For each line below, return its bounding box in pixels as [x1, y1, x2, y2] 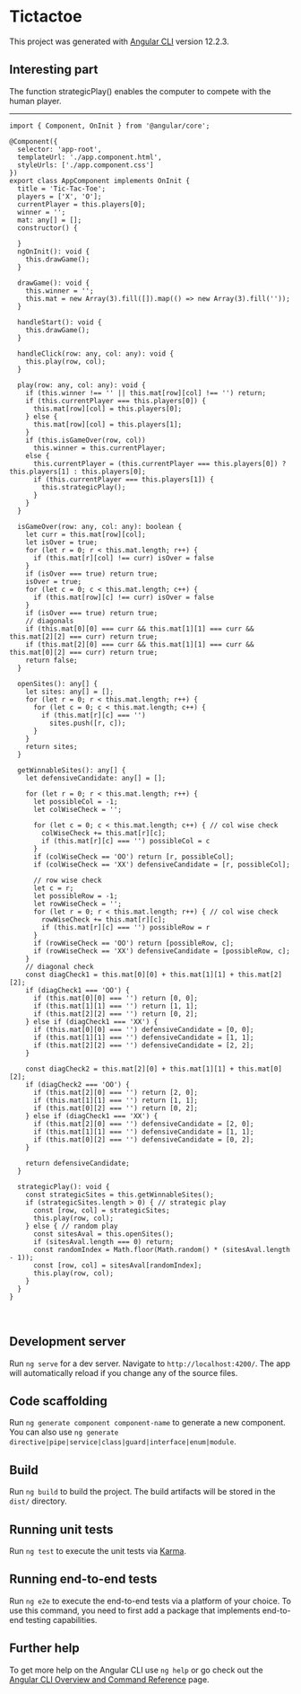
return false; [25, 656, 78, 665]
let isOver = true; [25, 537, 99, 547]
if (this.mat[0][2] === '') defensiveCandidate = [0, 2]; [32, 1134, 254, 1144]
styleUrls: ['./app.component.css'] [17, 160, 154, 170]
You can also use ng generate [9, 1426, 119, 1438]
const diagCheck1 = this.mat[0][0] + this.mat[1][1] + [25, 970, 235, 979]
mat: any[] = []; [17, 216, 82, 225]
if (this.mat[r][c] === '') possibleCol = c [41, 836, 211, 845]
